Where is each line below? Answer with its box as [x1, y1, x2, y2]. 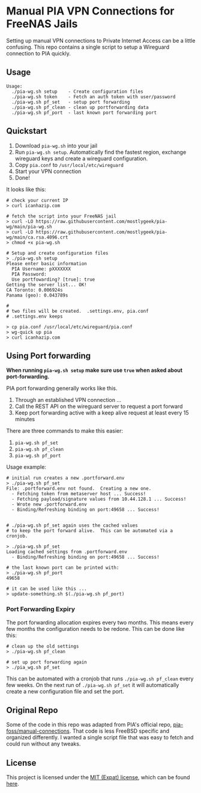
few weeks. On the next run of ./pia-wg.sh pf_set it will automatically [6, 681, 179, 688]
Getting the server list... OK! [6, 281, 87, 287]
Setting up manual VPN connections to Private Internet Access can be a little [6, 37, 196, 44]
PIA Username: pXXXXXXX [11, 266, 71, 272]
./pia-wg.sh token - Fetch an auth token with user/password [11, 93, 176, 100]
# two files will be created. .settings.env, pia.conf [6, 308, 149, 314]
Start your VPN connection [14, 168, 82, 175]
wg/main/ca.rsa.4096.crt [6, 234, 68, 240]
